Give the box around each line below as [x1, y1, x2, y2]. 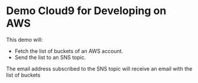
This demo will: [6, 36, 43, 43]
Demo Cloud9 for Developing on [6, 4, 167, 18]
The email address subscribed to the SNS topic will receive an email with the [6, 65, 193, 72]
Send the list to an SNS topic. [14, 54, 86, 61]
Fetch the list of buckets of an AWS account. [14, 47, 124, 54]
